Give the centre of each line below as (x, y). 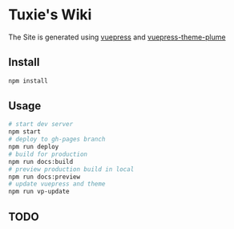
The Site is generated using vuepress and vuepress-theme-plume (117, 37)
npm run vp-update (39, 192)
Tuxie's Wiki (50, 15)
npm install (28, 81)
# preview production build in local (71, 169)
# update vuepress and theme (57, 184)
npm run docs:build (41, 162)
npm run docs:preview (44, 177)
